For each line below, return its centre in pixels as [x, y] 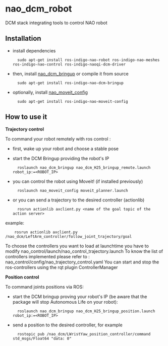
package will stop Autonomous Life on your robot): [65, 302]
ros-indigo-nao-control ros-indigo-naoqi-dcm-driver [69, 64]
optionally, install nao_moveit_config [50, 92]
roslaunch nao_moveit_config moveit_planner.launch [73, 190]
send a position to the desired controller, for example [67, 325]
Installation [23, 39]
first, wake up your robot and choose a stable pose [66, 149]
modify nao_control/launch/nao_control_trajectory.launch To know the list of [84, 251]
